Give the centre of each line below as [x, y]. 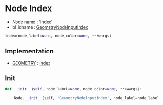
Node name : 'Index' [32, 22]
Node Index [29, 9]
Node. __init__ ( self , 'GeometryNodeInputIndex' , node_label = [76, 98]
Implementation [30, 51]
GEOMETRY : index [31, 63]
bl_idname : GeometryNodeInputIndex [50, 27]
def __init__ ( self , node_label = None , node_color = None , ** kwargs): [73, 89]
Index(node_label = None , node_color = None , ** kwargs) [58, 36]
